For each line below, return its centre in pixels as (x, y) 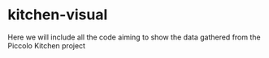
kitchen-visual (58, 15)
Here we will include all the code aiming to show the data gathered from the (134, 37)
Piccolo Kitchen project (47, 45)
